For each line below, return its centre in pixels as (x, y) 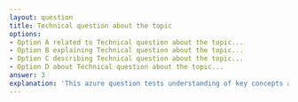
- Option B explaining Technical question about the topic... (126, 51)
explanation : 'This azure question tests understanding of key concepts (146, 83)
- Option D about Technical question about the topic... (117, 67)
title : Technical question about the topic (91, 26)
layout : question (41, 17)
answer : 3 (27, 75)
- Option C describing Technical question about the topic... (126, 59)
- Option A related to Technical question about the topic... (126, 42)
